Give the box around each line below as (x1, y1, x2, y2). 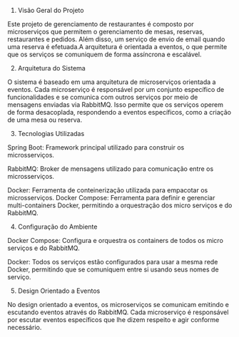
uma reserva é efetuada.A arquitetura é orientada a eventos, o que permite (7, 43, 228, 51)
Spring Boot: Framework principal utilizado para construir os (7, 143, 185, 152)
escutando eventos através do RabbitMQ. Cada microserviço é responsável (7, 308, 229, 316)
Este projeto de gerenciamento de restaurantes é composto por (7, 20, 194, 28)
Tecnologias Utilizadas (17, 130, 85, 138)
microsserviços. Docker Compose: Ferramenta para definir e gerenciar (7, 194, 215, 202)
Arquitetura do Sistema (17, 64, 86, 72)
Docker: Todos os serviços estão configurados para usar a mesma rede (7, 258, 218, 266)
